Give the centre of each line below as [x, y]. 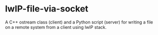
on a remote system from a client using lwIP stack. [56, 27]
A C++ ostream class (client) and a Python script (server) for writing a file [79, 22]
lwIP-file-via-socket [47, 9]
